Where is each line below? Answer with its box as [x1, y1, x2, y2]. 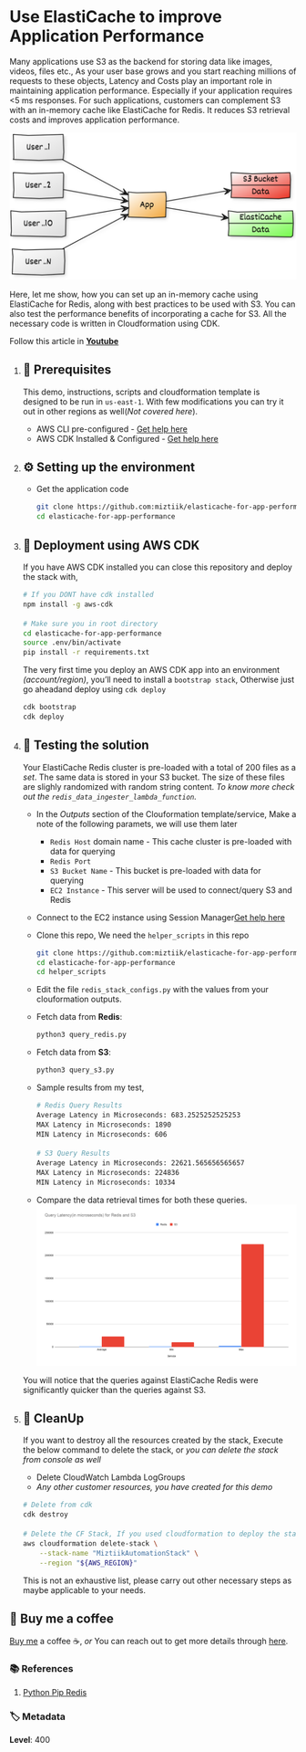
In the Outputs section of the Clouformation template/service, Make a [36, 808, 297, 819]
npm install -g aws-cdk [22, 600, 114, 609]
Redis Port [49, 856, 91, 866]
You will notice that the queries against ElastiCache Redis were [22, 1374, 259, 1385]
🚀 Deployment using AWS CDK [22, 537, 200, 553]
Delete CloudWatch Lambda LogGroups [36, 1472, 186, 1483]
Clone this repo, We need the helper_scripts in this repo [36, 929, 250, 940]
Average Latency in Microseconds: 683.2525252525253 [36, 1110, 241, 1119]
